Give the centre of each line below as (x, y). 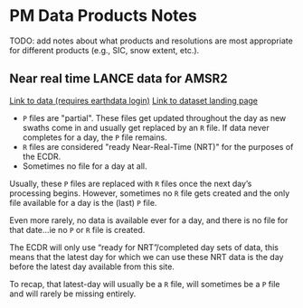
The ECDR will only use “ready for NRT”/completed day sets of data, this (144, 247)
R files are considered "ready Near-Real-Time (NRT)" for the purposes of (158, 146)
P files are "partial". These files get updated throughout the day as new (154, 117)
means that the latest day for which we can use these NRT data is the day (147, 257)
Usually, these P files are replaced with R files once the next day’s (131, 183)
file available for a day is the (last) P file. (83, 202)
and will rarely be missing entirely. (73, 294)
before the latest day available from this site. (92, 266)
